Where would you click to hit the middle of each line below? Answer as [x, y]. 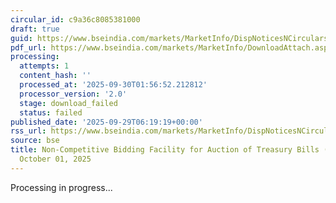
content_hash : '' [55, 76]
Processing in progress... [61, 187]
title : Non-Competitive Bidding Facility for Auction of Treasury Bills [165, 150]
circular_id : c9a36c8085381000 [75, 19]
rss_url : [28, 131]
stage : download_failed [68, 103]
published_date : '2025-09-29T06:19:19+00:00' [106, 122]
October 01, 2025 [55, 159]
